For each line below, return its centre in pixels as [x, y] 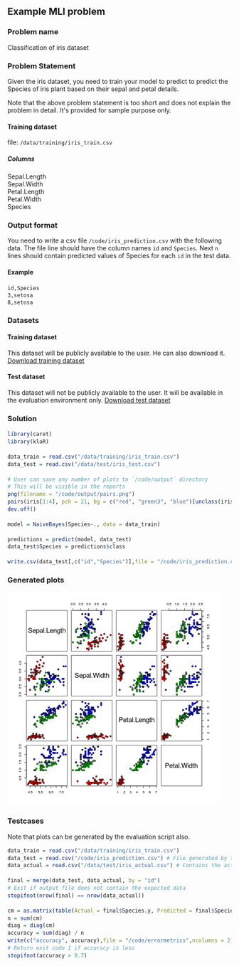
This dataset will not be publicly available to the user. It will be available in [115, 392]
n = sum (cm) [25, 918]
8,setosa [20, 302]
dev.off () [22, 509]
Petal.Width [24, 199]
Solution [22, 418]
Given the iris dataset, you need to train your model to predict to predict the [118, 81]
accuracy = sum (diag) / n [46, 933]
